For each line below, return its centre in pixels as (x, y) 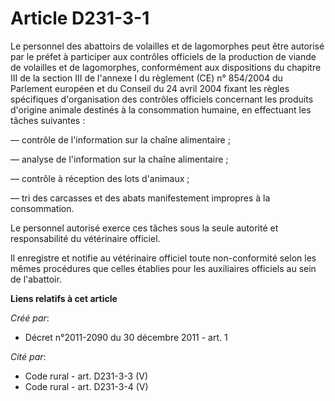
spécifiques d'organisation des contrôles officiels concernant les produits (162, 99)
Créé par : (30, 318)
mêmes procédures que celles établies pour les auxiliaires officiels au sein (163, 268)
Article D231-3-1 (80, 18)
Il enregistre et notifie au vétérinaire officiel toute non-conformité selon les (163, 258)
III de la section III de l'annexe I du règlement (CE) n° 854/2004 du (146, 78)
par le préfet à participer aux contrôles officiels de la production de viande (163, 56)
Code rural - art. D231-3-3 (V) (86, 376)
